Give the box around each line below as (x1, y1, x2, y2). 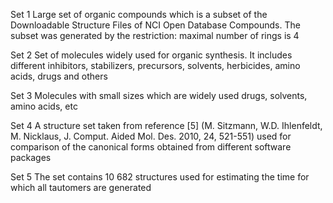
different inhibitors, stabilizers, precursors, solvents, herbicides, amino (10, 60, 301, 71)
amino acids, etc (10, 100, 78, 112)
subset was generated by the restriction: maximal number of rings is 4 (10, 30, 300, 41)
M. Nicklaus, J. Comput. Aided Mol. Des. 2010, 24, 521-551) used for (10, 130, 292, 142)
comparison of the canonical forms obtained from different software (10, 141, 292, 153)
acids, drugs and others (10, 70, 108, 82)
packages (10, 152, 52, 163)
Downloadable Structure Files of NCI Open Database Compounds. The (10, 19, 301, 31)
